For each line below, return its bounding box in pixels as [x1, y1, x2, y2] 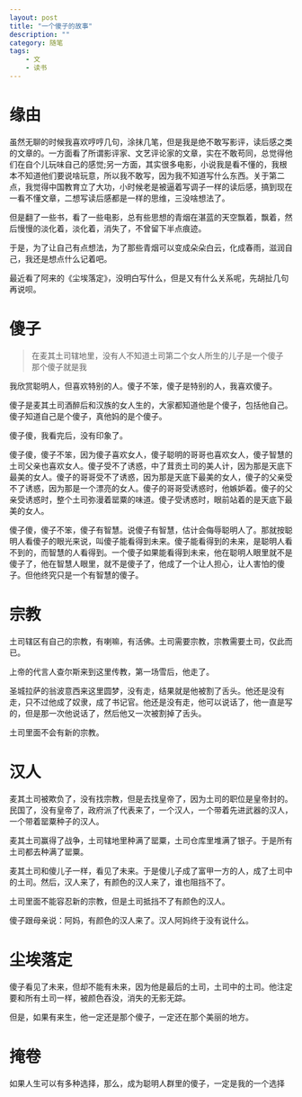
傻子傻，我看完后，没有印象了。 [9, 429, 128, 441]
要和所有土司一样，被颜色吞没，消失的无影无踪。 [9, 992, 191, 1003]
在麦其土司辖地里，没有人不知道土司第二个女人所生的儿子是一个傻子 [31, 350, 284, 361]
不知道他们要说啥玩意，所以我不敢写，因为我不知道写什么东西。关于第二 [16, 170, 285, 181]
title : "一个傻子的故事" [9, 22, 93, 31]
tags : [9, 47, 30, 56]
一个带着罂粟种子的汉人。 [9, 815, 104, 826]
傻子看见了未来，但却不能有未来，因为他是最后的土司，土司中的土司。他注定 [9, 981, 293, 992]
